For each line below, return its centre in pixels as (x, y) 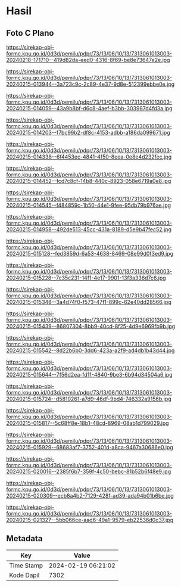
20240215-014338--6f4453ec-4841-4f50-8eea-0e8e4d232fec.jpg (89, 157)
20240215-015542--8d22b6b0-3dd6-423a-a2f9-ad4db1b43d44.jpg (90, 350)
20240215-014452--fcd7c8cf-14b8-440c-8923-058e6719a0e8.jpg (89, 181)
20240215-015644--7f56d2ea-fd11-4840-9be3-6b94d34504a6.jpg (89, 375)
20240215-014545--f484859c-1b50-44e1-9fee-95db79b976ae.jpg (89, 205)
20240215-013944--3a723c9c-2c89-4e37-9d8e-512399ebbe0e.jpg (90, 84)
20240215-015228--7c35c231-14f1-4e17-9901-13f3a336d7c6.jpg (86, 278)
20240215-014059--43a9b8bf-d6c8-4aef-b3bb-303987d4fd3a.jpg (89, 108)
